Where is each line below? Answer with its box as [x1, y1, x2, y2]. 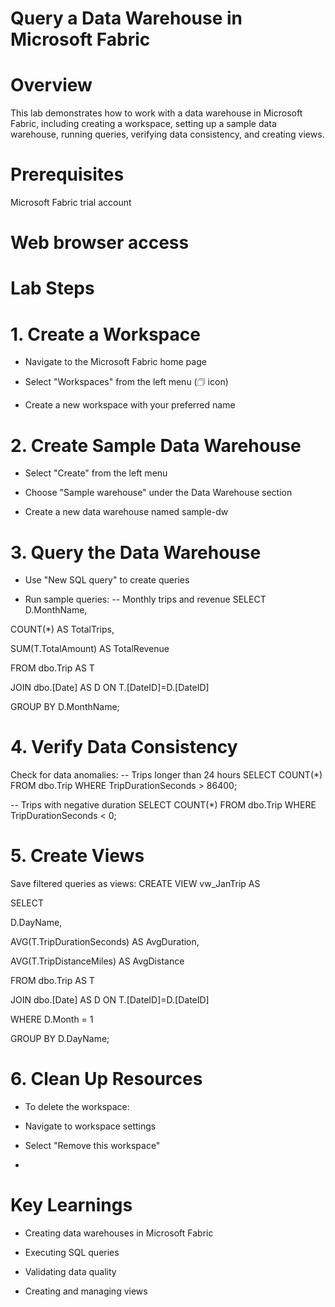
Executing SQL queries [24, 1247, 120, 1258]
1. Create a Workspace [10, 323, 201, 346]
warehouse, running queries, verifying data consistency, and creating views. [10, 128, 325, 141]
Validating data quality [24, 1266, 117, 1277]
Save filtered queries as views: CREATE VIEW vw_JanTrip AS [10, 878, 261, 890]
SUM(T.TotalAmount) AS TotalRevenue [10, 643, 170, 655]
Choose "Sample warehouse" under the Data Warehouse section [24, 487, 293, 499]
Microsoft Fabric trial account [10, 197, 132, 209]
